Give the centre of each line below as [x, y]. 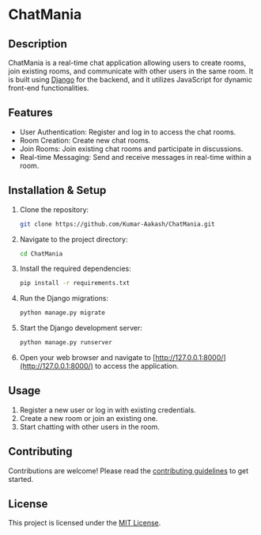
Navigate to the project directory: [74, 239]
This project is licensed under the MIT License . [85, 523]
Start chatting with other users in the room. [90, 427]
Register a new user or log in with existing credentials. [108, 410]
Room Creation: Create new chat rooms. [85, 140]
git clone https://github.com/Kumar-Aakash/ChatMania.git [117, 224]
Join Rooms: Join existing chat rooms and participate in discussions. [131, 149]
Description [38, 44]
